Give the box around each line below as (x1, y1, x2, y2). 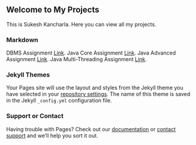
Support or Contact (6, 112, 64, 120)
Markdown (6, 35, 38, 44)
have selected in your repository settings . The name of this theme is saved (6, 90, 191, 98)
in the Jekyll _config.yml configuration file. (6, 97, 112, 104)
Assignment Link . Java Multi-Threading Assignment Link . (6, 56, 147, 63)
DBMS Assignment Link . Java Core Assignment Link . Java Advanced (6, 49, 176, 56)
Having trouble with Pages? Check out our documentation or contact (6, 125, 176, 132)
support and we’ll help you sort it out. (6, 132, 98, 139)
